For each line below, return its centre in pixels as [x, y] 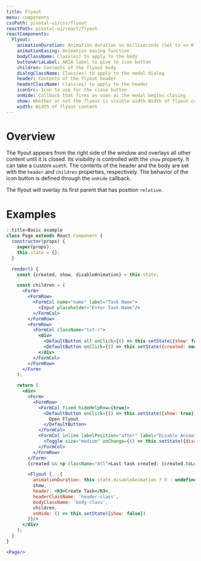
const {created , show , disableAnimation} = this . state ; [88, 274]
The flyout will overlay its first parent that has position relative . [85, 190]
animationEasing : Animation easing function [73, 51]
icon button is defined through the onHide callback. [69, 178]
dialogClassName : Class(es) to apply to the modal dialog [91, 73]
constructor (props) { [39, 241]
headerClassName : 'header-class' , [76, 496]
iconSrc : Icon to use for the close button [72, 90]
